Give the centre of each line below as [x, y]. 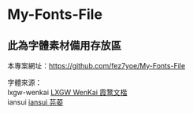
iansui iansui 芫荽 [35, 102]
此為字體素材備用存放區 [64, 45]
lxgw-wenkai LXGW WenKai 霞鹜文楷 [67, 92]
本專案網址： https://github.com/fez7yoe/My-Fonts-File [96, 66]
